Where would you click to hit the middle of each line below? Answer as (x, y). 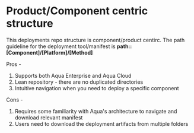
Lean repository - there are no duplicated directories (79, 82)
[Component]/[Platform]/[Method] (50, 52)
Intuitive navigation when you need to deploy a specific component (97, 88)
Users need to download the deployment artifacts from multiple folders (101, 123)
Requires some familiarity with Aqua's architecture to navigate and (96, 111)
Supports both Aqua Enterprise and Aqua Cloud (73, 75)
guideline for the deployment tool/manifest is (61, 46)
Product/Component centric (77, 11)
